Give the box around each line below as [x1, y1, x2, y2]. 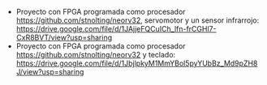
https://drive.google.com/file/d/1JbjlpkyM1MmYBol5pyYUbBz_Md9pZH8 [15, 58, 258, 68]
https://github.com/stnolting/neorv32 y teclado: [15, 50, 176, 59]
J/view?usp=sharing [15, 67, 84, 76]
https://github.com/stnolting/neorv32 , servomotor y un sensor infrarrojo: [15, 15, 260, 25]
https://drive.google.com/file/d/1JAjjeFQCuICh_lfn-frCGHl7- [15, 24, 217, 33]
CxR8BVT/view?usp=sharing [15, 32, 112, 42]
